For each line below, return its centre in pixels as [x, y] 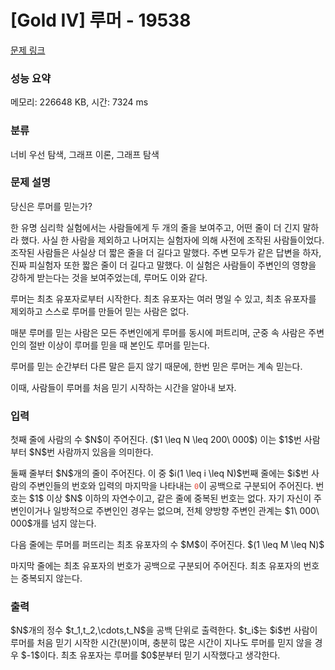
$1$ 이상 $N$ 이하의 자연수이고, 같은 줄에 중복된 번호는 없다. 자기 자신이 [170, 498]
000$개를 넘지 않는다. [53, 523]
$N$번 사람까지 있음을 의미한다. [91, 452]
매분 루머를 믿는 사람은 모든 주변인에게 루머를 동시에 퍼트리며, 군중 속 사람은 [158, 332]
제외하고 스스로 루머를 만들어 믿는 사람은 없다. [100, 311]
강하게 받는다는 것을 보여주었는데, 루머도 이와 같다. [109, 277]
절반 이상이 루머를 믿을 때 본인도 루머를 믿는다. [119, 345]
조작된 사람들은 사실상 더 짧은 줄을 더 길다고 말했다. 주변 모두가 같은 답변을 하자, [166, 252]
